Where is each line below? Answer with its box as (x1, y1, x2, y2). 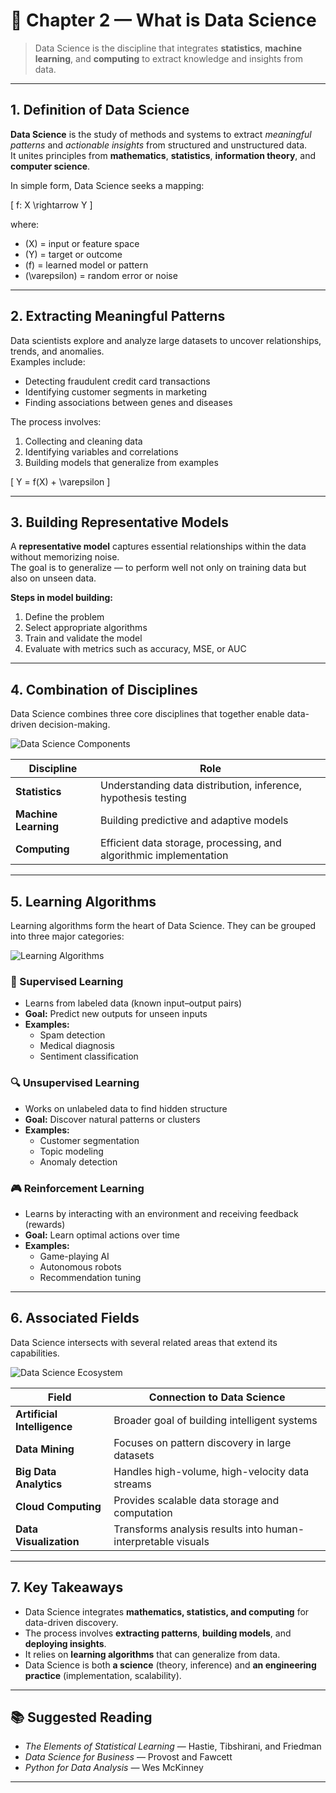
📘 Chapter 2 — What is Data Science (10, 9, 317, 32)
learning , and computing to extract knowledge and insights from (34, 52, 303, 64)
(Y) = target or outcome (24, 248, 123, 260)
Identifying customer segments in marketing (24, 385, 208, 398)
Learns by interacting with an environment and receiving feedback (24, 1207, 299, 1219)
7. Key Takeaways (10, 1579, 124, 1596)
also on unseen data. (10, 572, 97, 584)
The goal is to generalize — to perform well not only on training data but (10, 562, 307, 574)
